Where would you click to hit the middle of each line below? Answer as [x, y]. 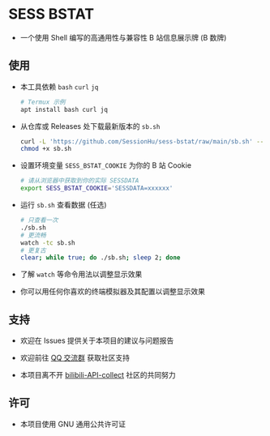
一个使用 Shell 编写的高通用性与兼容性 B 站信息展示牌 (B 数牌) [123, 37]
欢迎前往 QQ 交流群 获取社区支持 [75, 358]
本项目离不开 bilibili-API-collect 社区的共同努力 [98, 375]
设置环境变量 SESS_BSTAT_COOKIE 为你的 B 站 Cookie [106, 165]
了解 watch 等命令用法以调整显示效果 [81, 274]
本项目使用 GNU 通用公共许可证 [73, 424]
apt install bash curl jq [64, 109]
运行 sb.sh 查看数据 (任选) [63, 205]
